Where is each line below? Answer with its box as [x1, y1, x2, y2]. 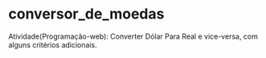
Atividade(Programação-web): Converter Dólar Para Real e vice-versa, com [8, 31, 259, 41]
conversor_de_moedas [8, 5, 165, 23]
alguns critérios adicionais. [8, 39, 98, 49]
